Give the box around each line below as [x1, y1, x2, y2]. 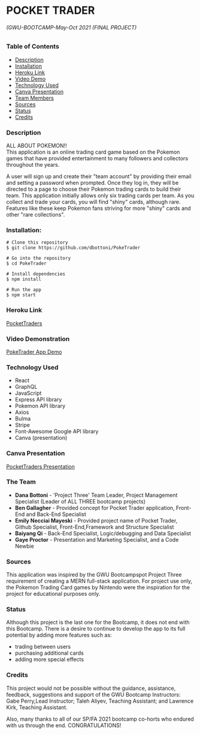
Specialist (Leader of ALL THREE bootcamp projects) [14, 497, 146, 505]
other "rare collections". [6, 211, 65, 218]
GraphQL [14, 383, 38, 391]
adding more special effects [14, 656, 84, 663]
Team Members [14, 94, 54, 101]
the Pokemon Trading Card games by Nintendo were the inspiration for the [6, 584, 190, 591]
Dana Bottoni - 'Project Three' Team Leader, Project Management [14, 491, 178, 499]
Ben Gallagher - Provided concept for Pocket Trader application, [14, 504, 175, 511]
